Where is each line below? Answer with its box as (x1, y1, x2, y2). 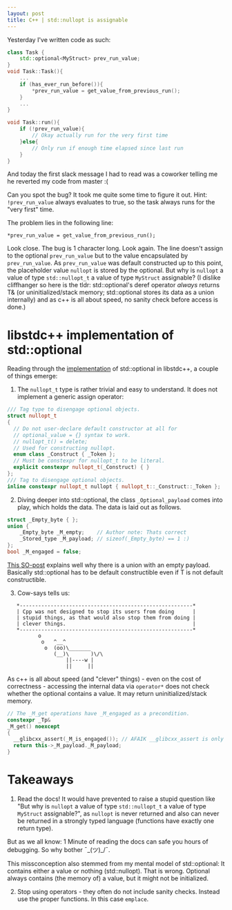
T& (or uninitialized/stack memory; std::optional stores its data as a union (7, 288, 215, 297)
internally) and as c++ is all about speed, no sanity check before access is (7, 296, 219, 304)
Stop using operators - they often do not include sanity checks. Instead (17, 888, 220, 896)
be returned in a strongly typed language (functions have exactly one (17, 817, 215, 825)
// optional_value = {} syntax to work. (13, 432, 131, 438)
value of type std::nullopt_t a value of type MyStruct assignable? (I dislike (7, 273, 221, 282)
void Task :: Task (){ (7, 68, 64, 75)
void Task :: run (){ (7, 119, 60, 126)
